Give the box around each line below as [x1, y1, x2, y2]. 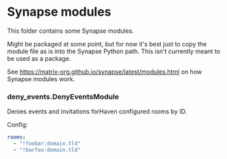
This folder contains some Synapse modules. [7, 27, 135, 35]
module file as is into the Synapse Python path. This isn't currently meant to [7, 47, 221, 55]
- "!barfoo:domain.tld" [13, 146, 81, 154]
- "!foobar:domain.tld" [13, 141, 81, 147]
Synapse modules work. [7, 74, 75, 83]
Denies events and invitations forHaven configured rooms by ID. [7, 107, 187, 116]
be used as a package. [7, 54, 71, 62]
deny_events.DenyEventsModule [7, 91, 120, 101]
